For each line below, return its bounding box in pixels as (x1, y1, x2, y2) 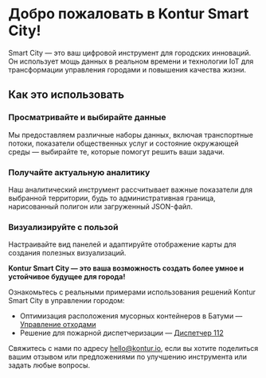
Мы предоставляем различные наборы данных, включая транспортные (8, 130, 253, 139)
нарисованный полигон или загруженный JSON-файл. (8, 201, 194, 211)
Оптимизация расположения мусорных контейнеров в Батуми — (19, 311, 243, 321)
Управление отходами (19, 320, 96, 329)
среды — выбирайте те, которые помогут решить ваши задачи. (8, 146, 225, 156)
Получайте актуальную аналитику (8, 166, 151, 177)
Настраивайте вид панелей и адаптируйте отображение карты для (8, 240, 237, 249)
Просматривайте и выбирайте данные (8, 112, 166, 123)
